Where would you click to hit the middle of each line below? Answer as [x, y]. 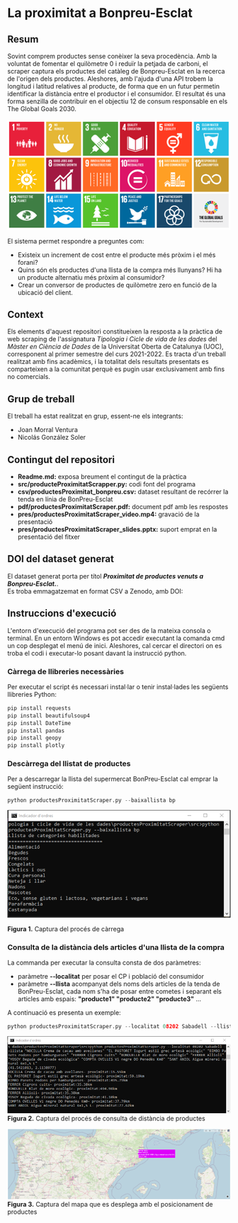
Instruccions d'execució [62, 614]
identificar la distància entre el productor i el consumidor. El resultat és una [117, 94]
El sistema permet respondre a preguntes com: [76, 241]
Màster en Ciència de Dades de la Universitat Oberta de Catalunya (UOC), [116, 347]
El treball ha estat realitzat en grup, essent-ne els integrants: [95, 416]
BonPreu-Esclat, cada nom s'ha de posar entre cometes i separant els [119, 991]
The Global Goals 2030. [42, 109]
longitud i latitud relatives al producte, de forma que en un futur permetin [114, 86]
